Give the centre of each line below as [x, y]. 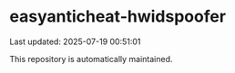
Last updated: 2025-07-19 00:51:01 [75, 41]
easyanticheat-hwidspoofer [117, 17]
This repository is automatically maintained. [91, 59]
